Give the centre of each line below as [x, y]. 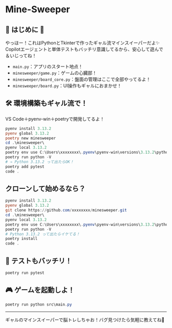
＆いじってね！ [21, 56]
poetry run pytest [25, 273]
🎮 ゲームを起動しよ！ [40, 290]
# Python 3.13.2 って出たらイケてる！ [43, 234]
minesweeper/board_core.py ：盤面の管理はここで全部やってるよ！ [82, 79]
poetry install [21, 239]
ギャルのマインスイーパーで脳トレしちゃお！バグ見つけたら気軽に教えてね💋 [85, 320]
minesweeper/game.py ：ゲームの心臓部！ [55, 73]
